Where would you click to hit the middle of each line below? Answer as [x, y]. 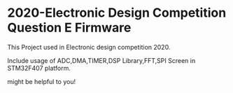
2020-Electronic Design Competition [117, 13]
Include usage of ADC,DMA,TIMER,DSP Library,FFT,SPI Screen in [101, 60]
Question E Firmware [69, 28]
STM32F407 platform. [39, 68]
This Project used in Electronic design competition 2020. [89, 47]
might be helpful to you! [41, 81]
